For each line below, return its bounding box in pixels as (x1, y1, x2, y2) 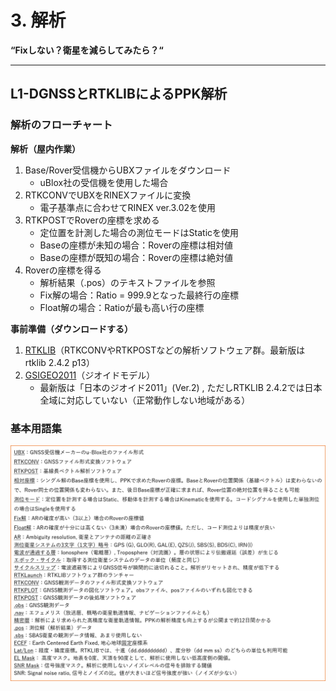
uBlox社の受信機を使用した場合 (39, 176, 169, 188)
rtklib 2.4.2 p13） (24, 356, 95, 368)
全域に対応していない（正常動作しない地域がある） (39, 394, 251, 406)
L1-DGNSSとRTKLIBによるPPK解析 (10, 86, 228, 103)
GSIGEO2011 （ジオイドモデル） (24, 369, 156, 381)
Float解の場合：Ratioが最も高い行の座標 (39, 301, 205, 313)
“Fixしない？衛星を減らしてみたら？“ (10, 44, 164, 56)
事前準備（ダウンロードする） (10, 322, 133, 335)
